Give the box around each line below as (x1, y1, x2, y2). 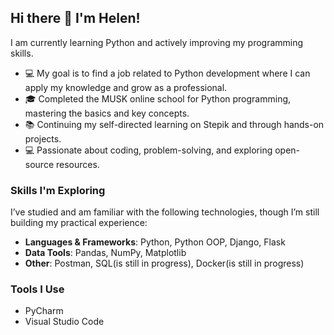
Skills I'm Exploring (10, 183, 106, 197)
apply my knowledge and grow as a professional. (24, 81, 228, 93)
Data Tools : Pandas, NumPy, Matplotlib (24, 247, 187, 259)
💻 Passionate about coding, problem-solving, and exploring (24, 144, 273, 156)
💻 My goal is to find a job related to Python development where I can (24, 67, 311, 79)
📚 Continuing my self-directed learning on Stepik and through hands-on (24, 118, 325, 130)
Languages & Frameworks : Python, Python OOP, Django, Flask (24, 236, 286, 248)
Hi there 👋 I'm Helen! (10, 10, 141, 27)
